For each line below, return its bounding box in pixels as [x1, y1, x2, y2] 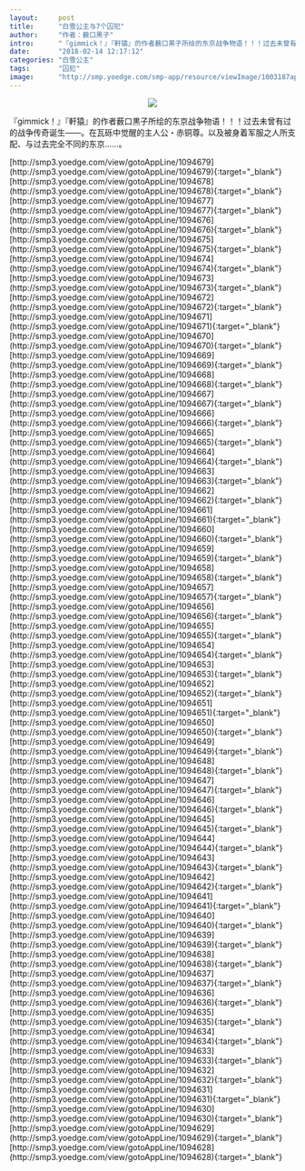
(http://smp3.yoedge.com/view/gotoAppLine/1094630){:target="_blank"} [9, 1113, 283, 1124]
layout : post [9, 13, 75, 23]
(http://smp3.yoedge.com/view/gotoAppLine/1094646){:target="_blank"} [9, 804, 283, 815]
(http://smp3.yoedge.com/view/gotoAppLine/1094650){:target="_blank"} [9, 726, 283, 737]
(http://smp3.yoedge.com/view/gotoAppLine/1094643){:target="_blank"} [9, 861, 283, 873]
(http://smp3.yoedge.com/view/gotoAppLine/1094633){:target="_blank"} [9, 1055, 283, 1066]
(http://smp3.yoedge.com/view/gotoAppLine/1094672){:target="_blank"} [9, 301, 282, 312]
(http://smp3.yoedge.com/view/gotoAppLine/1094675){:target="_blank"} [9, 243, 282, 255]
